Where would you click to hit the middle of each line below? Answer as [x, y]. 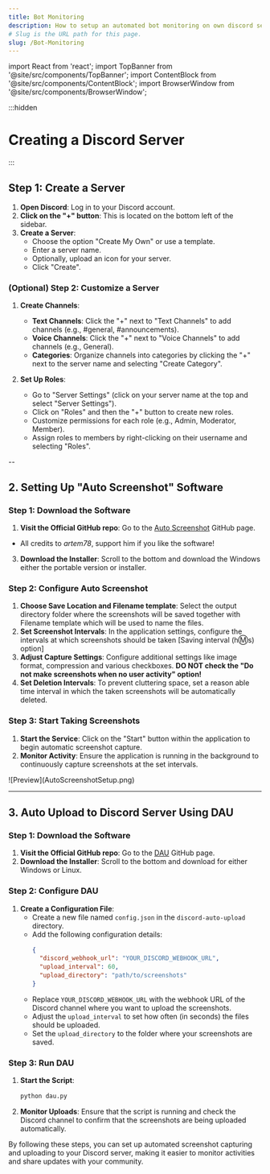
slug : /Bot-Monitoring [46, 43]
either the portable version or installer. [83, 567]
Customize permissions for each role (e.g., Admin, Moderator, [134, 421]
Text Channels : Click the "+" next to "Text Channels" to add [131, 321]
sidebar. [33, 224]
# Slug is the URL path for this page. [75, 34]
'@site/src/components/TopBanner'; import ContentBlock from [112, 75]
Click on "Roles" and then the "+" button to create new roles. [133, 412]
